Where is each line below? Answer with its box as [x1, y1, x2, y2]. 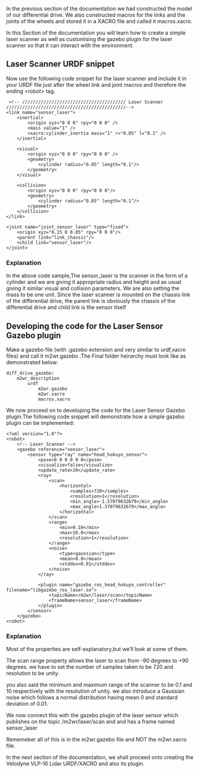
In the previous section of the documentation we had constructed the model [6, 5, 192, 12]
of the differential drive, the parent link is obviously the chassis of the [6, 298, 176, 305]
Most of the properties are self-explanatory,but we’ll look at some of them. [6, 646, 188, 653]
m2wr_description [17, 375, 60, 381]
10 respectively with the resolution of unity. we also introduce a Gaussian [6, 687, 185, 695]
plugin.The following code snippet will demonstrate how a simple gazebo [6, 413, 185, 420]
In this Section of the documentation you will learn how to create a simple [6, 29, 186, 36]
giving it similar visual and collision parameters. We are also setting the [6, 285, 179, 292]
